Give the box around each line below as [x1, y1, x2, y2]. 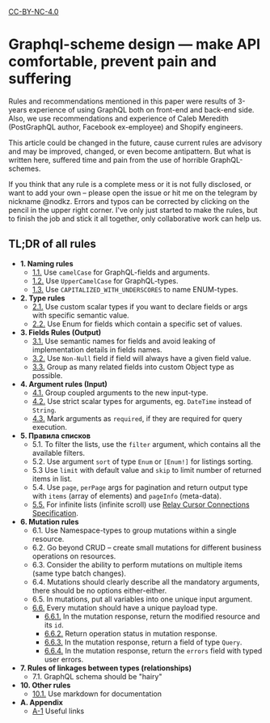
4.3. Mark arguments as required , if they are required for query [32, 413, 243, 423]
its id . [44, 619, 64, 630]
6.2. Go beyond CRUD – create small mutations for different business [32, 542, 262, 552]
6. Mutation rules [19, 517, 79, 526]
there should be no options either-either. [32, 585, 167, 595]
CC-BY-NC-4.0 [8, 7, 59, 16]
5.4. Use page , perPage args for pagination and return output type [32, 482, 248, 492]
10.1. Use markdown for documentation [32, 688, 162, 699]
